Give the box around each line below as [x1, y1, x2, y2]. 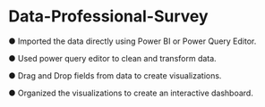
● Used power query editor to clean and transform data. [8, 53, 217, 63]
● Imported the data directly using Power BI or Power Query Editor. [8, 36, 257, 46]
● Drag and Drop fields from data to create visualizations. [8, 70, 222, 81]
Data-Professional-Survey [8, 6, 209, 27]
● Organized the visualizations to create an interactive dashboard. [8, 87, 254, 98]
